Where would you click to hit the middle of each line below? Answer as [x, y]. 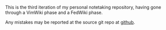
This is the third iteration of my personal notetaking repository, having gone [83, 7]
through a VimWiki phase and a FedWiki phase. [54, 12]
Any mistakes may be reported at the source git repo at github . [70, 22]
